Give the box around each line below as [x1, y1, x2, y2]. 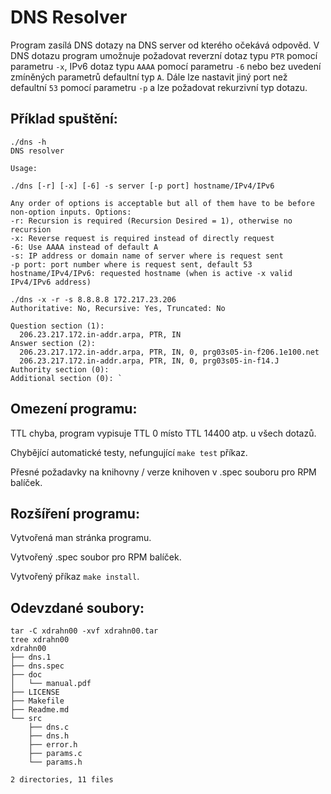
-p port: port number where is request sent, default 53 [10, 259, 253, 270]
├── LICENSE [10, 687, 60, 698]
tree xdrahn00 [10, 635, 70, 645]
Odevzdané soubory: [10, 599, 145, 616]
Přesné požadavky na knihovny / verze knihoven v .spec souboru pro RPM [10, 466, 317, 478]
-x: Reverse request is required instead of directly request [10, 233, 275, 243]
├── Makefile [10, 696, 65, 706]
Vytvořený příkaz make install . [10, 571, 140, 583]
